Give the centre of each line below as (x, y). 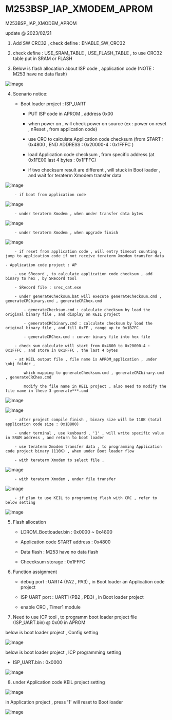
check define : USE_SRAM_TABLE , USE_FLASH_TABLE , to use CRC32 (88, 53)
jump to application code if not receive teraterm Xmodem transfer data (85, 256)
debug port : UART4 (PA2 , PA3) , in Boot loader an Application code (93, 581)
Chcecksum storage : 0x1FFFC (53, 562)
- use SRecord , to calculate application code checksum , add (84, 274)
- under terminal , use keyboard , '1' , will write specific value (89, 433)
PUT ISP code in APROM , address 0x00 (71, 113)
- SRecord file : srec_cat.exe (48, 287)
